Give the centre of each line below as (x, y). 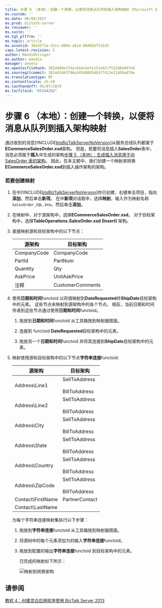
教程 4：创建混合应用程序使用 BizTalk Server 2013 (55, 601)
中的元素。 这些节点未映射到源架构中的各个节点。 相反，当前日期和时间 (83, 304)
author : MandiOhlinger (28, 55)
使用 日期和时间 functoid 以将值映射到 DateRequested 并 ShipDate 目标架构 (84, 298)
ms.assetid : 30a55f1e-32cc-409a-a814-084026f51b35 (57, 46)
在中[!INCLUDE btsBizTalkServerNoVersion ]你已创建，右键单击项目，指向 (84, 192)
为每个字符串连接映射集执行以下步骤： (50, 520)
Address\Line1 (31, 385)
